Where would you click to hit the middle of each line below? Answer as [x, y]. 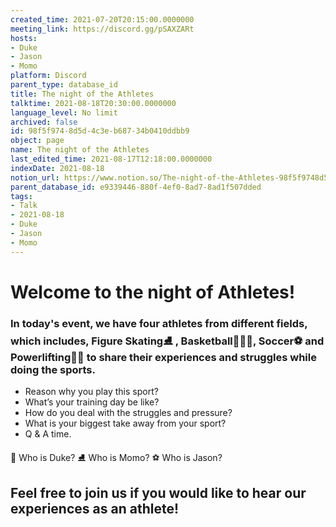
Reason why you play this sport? [91, 392]
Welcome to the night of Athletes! [153, 292]
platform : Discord [48, 76]
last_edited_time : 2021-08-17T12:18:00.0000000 [111, 159]
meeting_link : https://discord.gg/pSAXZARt [102, 29]
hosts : [24, 38]
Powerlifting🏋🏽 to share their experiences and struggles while [163, 357]
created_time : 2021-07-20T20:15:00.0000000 [102, 19]
